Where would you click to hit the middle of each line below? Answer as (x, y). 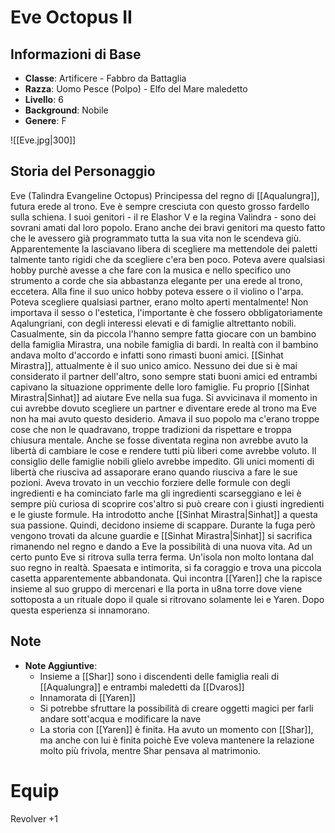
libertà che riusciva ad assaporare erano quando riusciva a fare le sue (154, 472)
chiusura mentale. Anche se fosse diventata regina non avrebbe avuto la (159, 440)
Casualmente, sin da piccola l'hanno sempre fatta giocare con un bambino (163, 333)
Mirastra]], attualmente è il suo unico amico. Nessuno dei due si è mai (154, 365)
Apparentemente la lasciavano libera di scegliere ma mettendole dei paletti (164, 248)
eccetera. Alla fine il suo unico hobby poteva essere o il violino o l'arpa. (157, 291)
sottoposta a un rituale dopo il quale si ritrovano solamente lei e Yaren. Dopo (167, 599)
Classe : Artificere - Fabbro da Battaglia (105, 78)
